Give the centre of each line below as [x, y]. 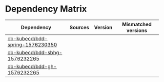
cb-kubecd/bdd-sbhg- [35, 52]
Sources [79, 27]
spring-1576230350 [32, 45]
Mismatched [137, 24]
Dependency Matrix [46, 9]
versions [137, 30]
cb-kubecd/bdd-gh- [32, 66]
